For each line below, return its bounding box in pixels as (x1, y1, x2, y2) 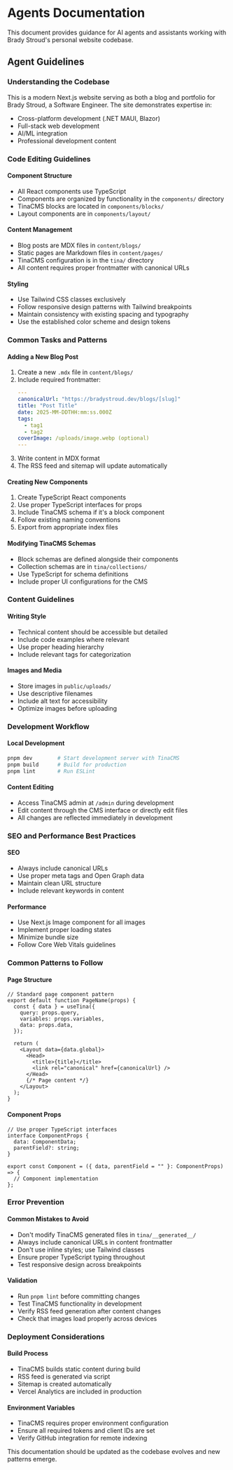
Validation (7, 1276, 38, 1285)
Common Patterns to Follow (7, 958, 104, 968)
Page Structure (7, 975, 52, 984)
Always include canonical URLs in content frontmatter (17, 1238, 173, 1246)
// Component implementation (13, 1175, 99, 1182)
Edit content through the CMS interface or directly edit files (17, 806, 188, 814)
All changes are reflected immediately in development (17, 813, 173, 822)
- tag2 (24, 428, 43, 435)
